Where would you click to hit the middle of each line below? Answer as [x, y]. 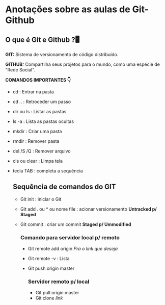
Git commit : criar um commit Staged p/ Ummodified [76, 224]
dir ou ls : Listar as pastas [39, 111]
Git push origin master [51, 268]
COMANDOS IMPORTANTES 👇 [38, 80]
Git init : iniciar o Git [41, 199]
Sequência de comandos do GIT [64, 187]
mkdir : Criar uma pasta [37, 131]
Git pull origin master [57, 293]
